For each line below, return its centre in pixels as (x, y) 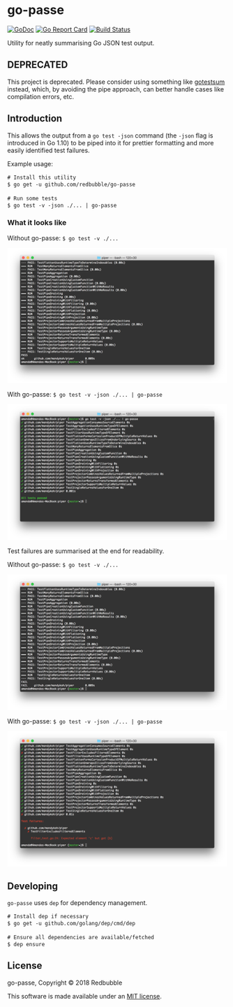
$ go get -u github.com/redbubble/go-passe (72, 184)
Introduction (35, 118)
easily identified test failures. (48, 150)
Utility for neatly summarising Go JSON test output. (81, 43)
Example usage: (30, 163)
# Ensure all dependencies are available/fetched (81, 937)
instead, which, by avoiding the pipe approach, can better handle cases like (116, 89)
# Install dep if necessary (48, 916)
